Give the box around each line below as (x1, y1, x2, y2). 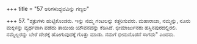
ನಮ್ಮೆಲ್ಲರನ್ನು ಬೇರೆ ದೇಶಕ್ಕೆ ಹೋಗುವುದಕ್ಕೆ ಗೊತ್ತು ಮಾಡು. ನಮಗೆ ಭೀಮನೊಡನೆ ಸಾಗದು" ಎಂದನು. (6, 31, 175, 38)
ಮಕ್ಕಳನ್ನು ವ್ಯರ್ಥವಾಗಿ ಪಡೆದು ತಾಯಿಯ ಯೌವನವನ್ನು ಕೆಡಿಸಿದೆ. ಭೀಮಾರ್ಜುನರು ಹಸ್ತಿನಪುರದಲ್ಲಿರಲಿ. (6, 24, 177, 31)
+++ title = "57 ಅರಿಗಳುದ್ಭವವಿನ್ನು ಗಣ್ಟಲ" (6, 5, 90, 12)
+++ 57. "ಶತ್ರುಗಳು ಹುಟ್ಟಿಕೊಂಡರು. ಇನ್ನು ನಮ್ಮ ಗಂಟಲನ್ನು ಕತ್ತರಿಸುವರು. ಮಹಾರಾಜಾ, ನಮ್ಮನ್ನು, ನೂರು (6, 17, 191, 24)
